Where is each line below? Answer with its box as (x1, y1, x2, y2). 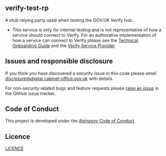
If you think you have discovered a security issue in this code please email (5, 70, 157, 76)
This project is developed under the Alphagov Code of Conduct (5, 118, 135, 124)
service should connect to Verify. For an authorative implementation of (12, 32, 157, 38)
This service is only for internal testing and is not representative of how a (12, 27, 162, 33)
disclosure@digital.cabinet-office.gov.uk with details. (5, 76, 114, 81)
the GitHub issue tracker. (5, 90, 56, 96)
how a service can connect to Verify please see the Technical (12, 37, 138, 43)
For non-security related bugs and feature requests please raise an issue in (5, 85, 159, 91)
